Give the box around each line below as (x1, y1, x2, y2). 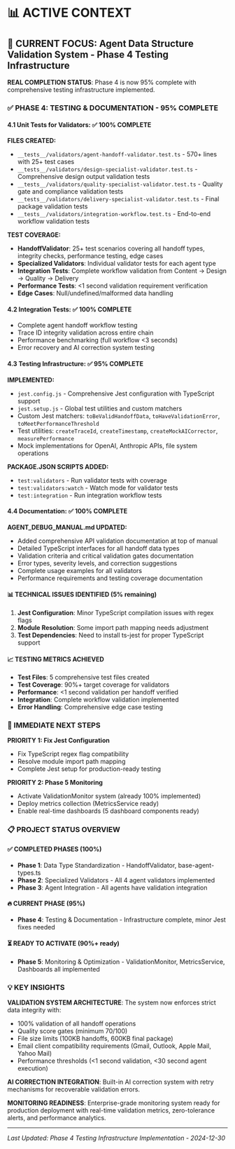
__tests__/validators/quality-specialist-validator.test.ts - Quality (17, 180, 223, 189)
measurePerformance (17, 435, 75, 442)
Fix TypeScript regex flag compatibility (17, 750, 129, 758)
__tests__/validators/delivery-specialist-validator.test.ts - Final (17, 195, 220, 203)
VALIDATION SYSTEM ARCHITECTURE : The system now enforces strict (7, 998, 217, 1007)
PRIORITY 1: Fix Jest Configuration (7, 737, 110, 745)
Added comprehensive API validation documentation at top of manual (17, 537, 218, 545)
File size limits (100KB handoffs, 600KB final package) (17, 1035, 173, 1043)
